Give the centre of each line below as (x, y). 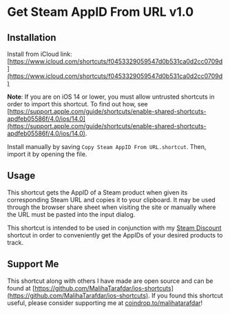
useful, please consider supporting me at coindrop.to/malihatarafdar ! (105, 303)
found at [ (21, 288)
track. (15, 242)
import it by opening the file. (47, 154)
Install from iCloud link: (40, 54)
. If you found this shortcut (186, 295)
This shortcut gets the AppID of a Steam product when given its (97, 192)
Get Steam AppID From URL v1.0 (101, 12)
